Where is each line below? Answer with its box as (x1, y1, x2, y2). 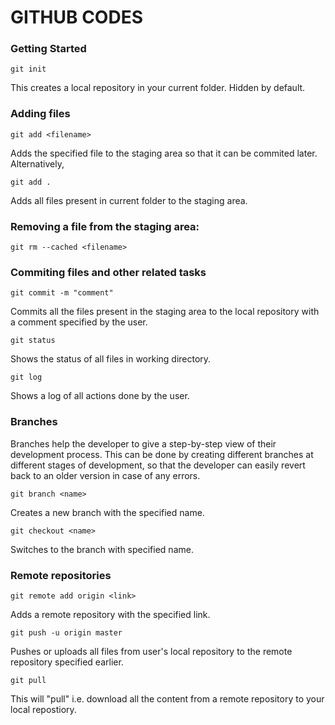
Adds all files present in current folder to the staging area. (10, 194, 248, 206)
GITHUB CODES (10, 6, 143, 29)
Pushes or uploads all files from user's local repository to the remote (10, 645, 293, 657)
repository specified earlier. (10, 656, 124, 668)
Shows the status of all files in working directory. (10, 353, 212, 365)
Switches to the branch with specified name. (10, 543, 194, 555)
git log (10, 372, 43, 383)
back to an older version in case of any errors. (10, 469, 201, 481)
